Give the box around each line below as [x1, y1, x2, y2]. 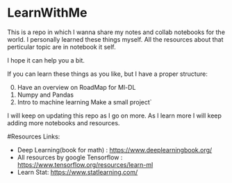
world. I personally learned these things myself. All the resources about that [7, 35, 224, 43]
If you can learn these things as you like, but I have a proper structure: [7, 70, 208, 78]
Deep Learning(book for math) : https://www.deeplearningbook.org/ [17, 145, 213, 154]
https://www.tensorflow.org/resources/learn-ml [17, 160, 154, 168]
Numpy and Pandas [17, 90, 74, 99]
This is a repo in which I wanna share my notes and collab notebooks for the [7, 28, 226, 36]
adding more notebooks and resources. [7, 118, 120, 127]
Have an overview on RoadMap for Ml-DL [17, 83, 136, 91]
